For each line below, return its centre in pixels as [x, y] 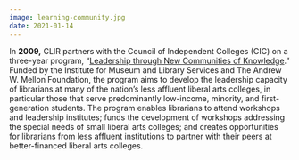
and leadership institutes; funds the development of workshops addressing [147, 117]
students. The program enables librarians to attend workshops [166, 108]
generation [29, 108]
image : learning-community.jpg [67, 17]
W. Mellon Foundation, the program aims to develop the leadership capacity [149, 79]
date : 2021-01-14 [42, 26]
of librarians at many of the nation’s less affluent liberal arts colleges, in [140, 89]
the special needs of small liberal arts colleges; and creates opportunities [144, 126]
